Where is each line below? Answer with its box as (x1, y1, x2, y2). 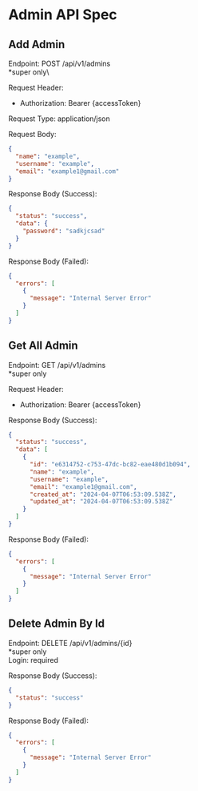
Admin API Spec (8, 6, 117, 24)
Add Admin (8, 38, 65, 51)
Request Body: (8, 130, 57, 139)
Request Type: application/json (8, 114, 110, 123)
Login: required (8, 655, 58, 664)
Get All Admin (8, 339, 78, 353)
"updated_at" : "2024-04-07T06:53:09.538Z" (29, 498, 173, 506)
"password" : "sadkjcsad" (22, 227, 105, 235)
